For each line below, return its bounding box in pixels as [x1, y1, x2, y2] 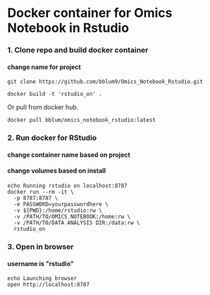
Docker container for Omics [7, 5, 173, 21]
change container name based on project [7, 150, 130, 159]
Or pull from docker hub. [7, 103, 79, 112]
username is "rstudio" [7, 259, 74, 267]
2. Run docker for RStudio [7, 133, 97, 143]
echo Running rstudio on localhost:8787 [7, 182, 128, 190]
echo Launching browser [7, 275, 78, 282]
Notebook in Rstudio [7, 20, 129, 36]
